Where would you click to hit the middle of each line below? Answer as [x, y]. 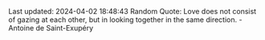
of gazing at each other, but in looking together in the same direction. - [125, 20]
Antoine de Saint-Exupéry [51, 28]
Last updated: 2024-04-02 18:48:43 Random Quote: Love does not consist [132, 11]
